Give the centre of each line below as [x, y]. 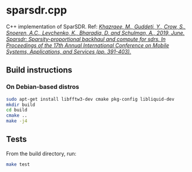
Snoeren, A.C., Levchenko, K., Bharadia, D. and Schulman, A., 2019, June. [95, 32]
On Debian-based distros [43, 87]
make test [18, 164]
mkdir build [21, 105]
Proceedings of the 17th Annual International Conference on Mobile [87, 45]
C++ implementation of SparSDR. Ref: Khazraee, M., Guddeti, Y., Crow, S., [96, 27]
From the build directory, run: [41, 153]
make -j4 [17, 121]
